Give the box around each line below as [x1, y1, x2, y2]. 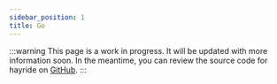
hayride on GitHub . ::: [9, 64, 87, 75]
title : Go [9, 21, 46, 30]
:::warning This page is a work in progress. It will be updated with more [9, 45, 268, 56]
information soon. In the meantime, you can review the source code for [9, 55, 268, 65]
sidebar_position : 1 [9, 12, 86, 22]
